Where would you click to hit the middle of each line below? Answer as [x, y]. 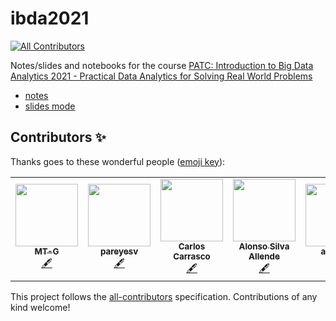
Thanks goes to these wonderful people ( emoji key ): [118, 161]
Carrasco [192, 256]
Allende [264, 256]
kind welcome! [40, 307]
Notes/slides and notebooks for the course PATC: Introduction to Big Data [162, 65]
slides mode [50, 106]
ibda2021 [50, 18]
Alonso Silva [264, 246]
